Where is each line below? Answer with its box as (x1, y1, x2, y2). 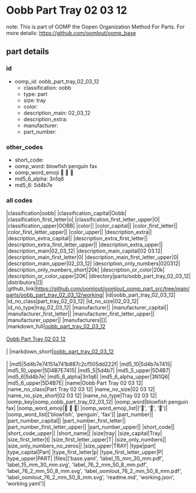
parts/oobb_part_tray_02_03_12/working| (6, 291, 104, 299)
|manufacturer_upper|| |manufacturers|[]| (6, 317, 107, 324)
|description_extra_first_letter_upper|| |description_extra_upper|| (6, 241, 163, 249)
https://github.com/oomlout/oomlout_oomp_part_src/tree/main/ (35, 285, 190, 292)
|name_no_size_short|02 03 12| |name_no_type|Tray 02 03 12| (6, 392, 158, 399)
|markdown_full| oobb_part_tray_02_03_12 (6, 323, 106, 330)
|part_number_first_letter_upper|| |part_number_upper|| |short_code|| (6, 424, 175, 431)
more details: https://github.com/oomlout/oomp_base (6, 29, 136, 36)
